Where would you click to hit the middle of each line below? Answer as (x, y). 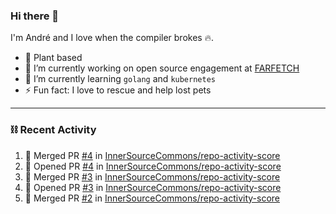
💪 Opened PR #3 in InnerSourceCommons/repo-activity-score (153, 187)
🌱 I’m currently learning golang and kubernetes (120, 79)
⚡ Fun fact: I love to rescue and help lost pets (118, 90)
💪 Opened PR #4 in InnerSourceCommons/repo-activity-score (153, 166)
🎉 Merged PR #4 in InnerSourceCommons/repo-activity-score (152, 155)
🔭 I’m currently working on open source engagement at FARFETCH (162, 68)
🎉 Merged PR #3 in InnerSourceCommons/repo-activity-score (152, 176)
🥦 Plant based (53, 58)
